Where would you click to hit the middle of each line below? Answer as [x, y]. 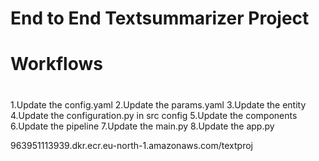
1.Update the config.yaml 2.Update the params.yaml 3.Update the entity [158, 104]
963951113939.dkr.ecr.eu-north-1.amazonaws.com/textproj [132, 145]
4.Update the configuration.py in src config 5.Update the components [154, 115]
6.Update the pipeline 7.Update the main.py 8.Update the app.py [142, 126]
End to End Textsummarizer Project [160, 18]
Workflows [56, 64]
